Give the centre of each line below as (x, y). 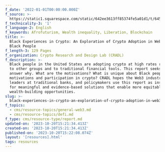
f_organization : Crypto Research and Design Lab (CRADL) (65, 55)
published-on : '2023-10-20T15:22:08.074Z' (49, 133)
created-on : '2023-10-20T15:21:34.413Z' (47, 128)
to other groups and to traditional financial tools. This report (79, 69)
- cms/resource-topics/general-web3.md (50, 110)
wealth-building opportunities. (43, 92)
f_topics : (15, 105)
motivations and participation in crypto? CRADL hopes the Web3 (77, 78)
